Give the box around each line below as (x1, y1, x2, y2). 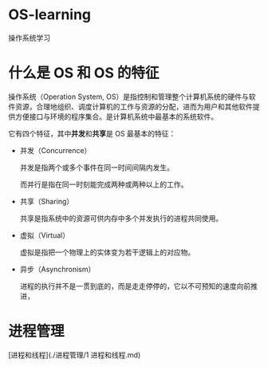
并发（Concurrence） (19, 145, 92, 155)
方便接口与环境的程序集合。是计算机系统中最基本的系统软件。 (14, 112, 218, 121)
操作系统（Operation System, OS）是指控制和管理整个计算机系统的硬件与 (8, 92, 249, 101)
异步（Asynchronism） (19, 264, 96, 274)
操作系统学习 (8, 33, 50, 42)
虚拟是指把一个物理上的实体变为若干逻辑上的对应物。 (19, 247, 195, 257)
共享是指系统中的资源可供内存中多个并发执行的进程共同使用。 (19, 213, 223, 223)
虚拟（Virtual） (19, 230, 70, 240)
